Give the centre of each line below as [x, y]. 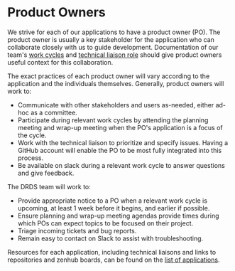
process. [31, 158]
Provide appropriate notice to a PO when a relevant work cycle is [113, 201]
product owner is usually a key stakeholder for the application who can [111, 39]
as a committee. [54, 112]
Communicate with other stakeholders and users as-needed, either [116, 105]
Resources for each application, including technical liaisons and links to [112, 252]
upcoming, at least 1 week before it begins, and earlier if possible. [114, 208]
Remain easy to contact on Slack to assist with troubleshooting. [110, 238]
